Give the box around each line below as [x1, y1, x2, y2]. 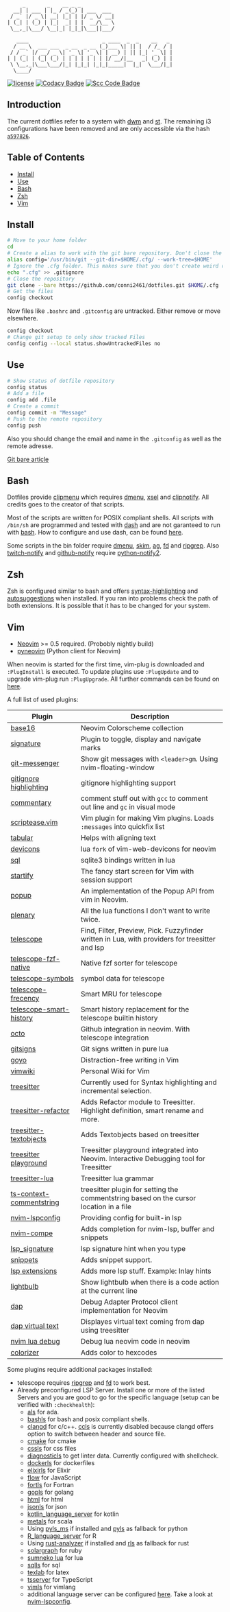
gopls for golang [27, 1488, 74, 1497]
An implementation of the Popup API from [81, 887, 214, 896]
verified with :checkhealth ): [16, 1401, 95, 1409]
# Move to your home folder [7, 237, 88, 244]
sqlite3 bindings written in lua [81, 856, 176, 865]
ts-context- [10, 1189, 50, 1199]
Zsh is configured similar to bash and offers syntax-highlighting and [7, 587, 199, 595]
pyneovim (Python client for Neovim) [16, 647, 121, 655]
